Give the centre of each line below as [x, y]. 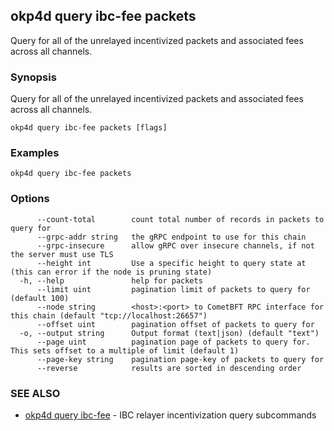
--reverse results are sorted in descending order [169, 368]
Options [30, 199]
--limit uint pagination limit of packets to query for [173, 289]
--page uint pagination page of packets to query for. [173, 342]
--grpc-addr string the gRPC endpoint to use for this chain [171, 237]
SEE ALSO [35, 393]
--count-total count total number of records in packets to [180, 219]
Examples [35, 153]
